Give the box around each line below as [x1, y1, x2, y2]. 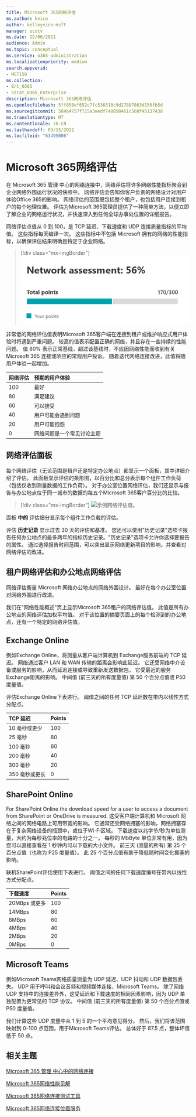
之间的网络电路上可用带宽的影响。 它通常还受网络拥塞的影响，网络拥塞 [10, 819, 181, 826]
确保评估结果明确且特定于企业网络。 [21, 238, 108, 245]
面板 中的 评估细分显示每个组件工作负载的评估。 [6, 514, 121, 521]
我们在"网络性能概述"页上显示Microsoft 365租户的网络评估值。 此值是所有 [6, 603, 184, 610]
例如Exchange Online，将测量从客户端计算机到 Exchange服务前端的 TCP [6, 652, 181, 659]
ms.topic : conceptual [6, 47, 59, 53]
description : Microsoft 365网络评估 [6, 96, 92, 102]
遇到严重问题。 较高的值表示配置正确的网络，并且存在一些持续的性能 [21, 338, 187, 345]
